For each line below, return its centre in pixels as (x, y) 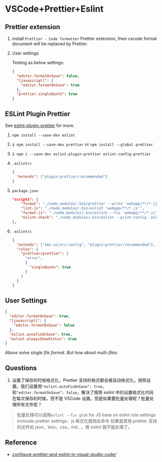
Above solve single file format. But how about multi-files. (62, 353)
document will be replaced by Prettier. (50, 44)
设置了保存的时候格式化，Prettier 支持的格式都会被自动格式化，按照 (79, 380)
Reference (21, 443)
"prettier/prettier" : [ (45, 254)
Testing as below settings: (38, 62)
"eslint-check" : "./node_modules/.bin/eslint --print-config (84, 217)
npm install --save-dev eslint (44, 135)
